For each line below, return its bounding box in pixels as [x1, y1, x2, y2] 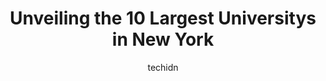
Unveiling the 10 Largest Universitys [9, 7, 317, 30]
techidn [147, 61, 179, 73]
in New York [111, 28, 215, 51]
